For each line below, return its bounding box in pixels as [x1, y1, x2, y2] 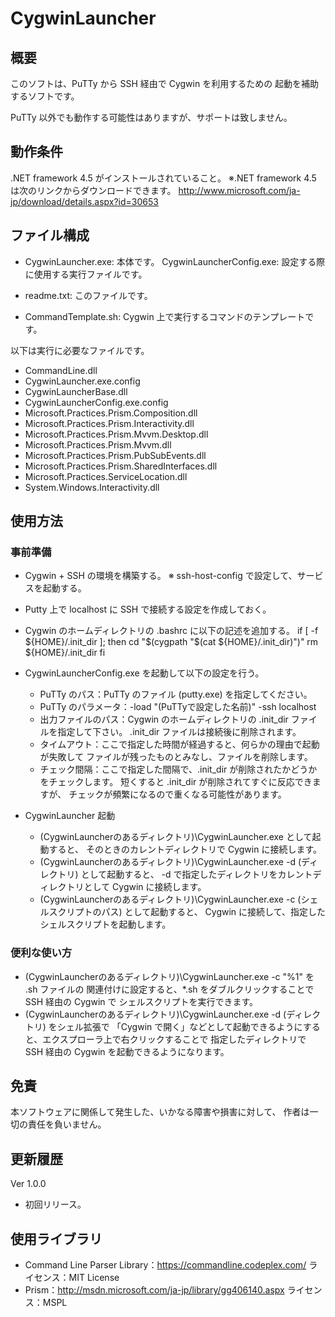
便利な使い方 [10, 946, 73, 960]
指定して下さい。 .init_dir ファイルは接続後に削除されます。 [57, 726, 302, 738]
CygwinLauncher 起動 [24, 810, 116, 822]
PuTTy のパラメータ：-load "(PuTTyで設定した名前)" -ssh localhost [39, 701, 317, 713]
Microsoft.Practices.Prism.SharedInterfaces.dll [24, 460, 218, 472]
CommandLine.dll [24, 364, 98, 376]
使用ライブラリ [10, 1230, 103, 1247]
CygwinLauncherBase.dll [24, 385, 128, 397]
